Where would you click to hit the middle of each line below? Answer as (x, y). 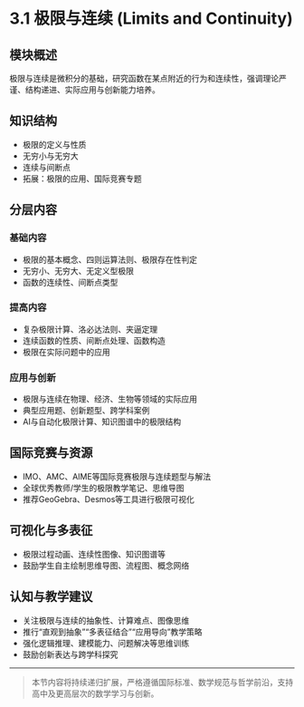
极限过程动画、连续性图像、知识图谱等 (94, 554)
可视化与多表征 (51, 531)
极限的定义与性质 (54, 144)
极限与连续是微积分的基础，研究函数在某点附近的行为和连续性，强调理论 (144, 78)
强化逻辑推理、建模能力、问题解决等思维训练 (106, 643)
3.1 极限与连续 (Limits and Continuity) (151, 19)
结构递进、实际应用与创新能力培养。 (92, 90)
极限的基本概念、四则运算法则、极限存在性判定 (109, 259)
